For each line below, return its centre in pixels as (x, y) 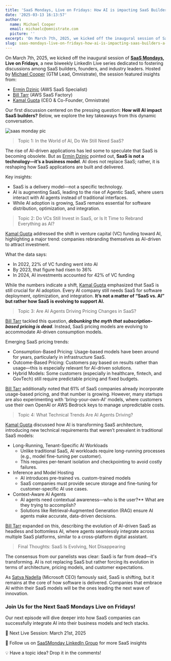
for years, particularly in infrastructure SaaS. (59, 357)
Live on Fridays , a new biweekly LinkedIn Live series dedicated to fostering (84, 63)
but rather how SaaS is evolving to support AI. (55, 301)
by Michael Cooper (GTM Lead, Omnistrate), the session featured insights (83, 74)
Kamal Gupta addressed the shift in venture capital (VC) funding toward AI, (83, 233)
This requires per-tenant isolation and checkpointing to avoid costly (91, 461)
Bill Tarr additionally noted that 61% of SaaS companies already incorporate (84, 388)
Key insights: (19, 177)
